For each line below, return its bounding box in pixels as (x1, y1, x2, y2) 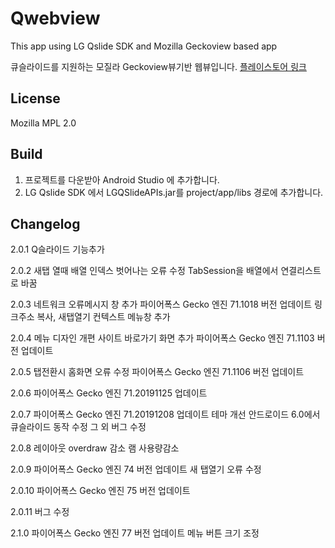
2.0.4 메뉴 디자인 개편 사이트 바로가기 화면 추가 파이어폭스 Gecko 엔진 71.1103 (10, 332, 315, 344)
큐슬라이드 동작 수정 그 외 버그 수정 (10, 421, 147, 433)
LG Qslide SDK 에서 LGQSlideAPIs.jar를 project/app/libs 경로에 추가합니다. (24, 186, 324, 198)
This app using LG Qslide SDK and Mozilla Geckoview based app (10, 40, 278, 52)
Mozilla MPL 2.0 (10, 117, 77, 129)
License (10, 90, 61, 107)
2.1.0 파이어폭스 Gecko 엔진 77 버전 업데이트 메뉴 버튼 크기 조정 (10, 527, 260, 539)
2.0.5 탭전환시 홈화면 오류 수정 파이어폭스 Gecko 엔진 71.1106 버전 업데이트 (10, 366, 305, 378)
